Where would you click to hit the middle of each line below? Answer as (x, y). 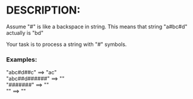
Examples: (22, 60)
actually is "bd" (25, 32)
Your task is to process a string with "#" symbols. (67, 44)
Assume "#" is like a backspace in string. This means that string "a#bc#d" (97, 27)
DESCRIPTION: (43, 10)
